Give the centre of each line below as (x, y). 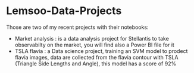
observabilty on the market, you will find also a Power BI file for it (94, 45)
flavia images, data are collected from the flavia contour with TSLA (96, 57)
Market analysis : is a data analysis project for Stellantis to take (92, 38)
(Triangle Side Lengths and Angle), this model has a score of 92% (96, 64)
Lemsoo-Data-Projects (64, 11)
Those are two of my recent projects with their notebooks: (77, 27)
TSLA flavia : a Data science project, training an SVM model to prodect (101, 51)
